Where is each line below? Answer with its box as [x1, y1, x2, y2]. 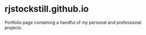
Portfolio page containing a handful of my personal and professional [4, 19, 142, 25]
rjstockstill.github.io [4, 3, 89, 15]
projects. [4, 24, 22, 30]
